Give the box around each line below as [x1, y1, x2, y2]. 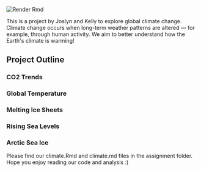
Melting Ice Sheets [6, 106, 63, 114]
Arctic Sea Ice [6, 138, 49, 146]
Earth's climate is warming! [6, 37, 75, 44]
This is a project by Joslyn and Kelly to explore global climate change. [6, 18, 182, 24]
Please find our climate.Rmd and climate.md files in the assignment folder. [6, 152, 193, 160]
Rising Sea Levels [6, 122, 60, 131]
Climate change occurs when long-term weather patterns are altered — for [6, 24, 196, 31]
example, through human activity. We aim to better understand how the [6, 30, 185, 38]
